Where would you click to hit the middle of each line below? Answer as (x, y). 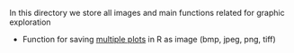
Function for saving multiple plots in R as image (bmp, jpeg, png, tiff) (149, 39)
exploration (30, 22)
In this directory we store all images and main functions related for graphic (147, 13)
